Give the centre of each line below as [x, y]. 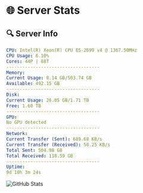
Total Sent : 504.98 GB [34, 150]
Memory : [16, 72]
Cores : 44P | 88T [28, 61]
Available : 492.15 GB [33, 84]
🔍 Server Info [32, 33]
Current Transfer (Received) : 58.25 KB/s [58, 145]
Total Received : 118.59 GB [40, 156]
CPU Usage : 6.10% [28, 56]
